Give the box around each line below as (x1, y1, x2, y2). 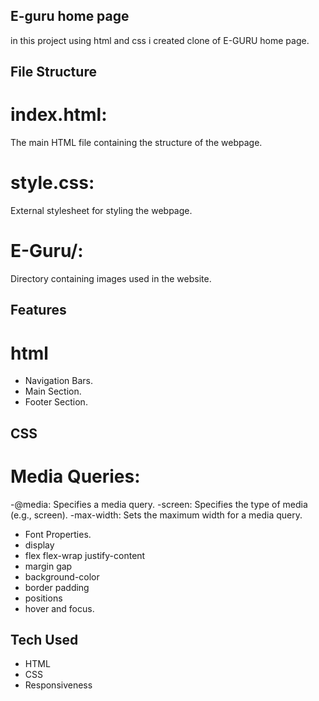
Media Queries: (10, 465, 141, 488)
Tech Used (10, 632, 79, 649)
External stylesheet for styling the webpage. (10, 205, 193, 217)
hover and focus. (24, 602, 95, 614)
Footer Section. (24, 396, 88, 408)
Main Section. (24, 385, 82, 398)
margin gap (24, 560, 73, 572)
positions (24, 592, 63, 604)
